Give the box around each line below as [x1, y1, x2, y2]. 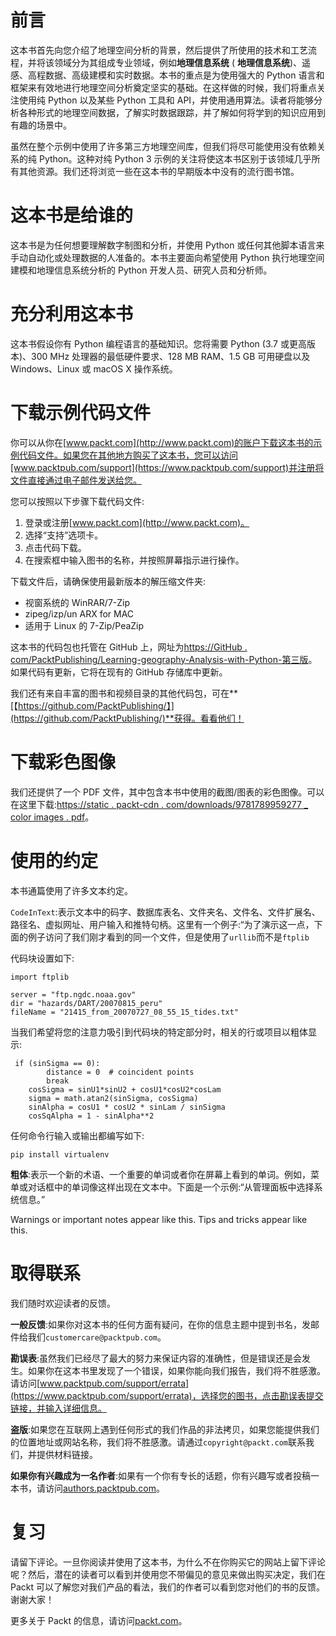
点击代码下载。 [24, 541, 87, 553]
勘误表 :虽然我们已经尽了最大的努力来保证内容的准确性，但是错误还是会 [10, 1352, 303, 1364]
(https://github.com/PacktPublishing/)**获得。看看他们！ [10, 712, 245, 724]
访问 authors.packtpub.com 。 [44, 1482, 166, 1494]
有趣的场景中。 [10, 119, 72, 131]
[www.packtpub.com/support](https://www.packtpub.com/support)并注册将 [10, 461, 325, 473]
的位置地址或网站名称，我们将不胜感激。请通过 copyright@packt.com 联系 [10, 1436, 307, 1448]
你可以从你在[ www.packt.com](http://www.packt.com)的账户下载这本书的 [10, 436, 314, 448]
